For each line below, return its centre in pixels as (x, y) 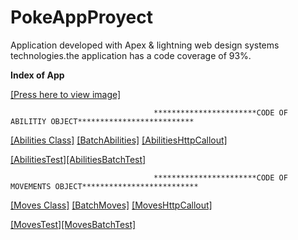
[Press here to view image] (66, 94)
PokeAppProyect (81, 17)
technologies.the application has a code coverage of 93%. (131, 55)
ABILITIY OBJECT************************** (102, 121)
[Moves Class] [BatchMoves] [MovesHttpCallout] (111, 205)
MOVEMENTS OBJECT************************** (104, 186)
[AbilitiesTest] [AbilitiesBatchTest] (78, 159)
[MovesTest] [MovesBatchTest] (73, 224)
